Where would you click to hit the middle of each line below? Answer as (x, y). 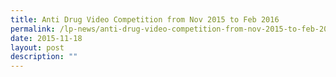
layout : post (37, 47)
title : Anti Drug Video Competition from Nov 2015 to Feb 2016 (145, 19)
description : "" (44, 57)
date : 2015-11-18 (46, 38)
